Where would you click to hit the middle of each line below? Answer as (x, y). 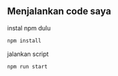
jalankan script (28, 54)
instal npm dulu (29, 28)
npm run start (28, 66)
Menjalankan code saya (59, 11)
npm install (24, 41)
